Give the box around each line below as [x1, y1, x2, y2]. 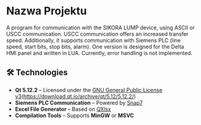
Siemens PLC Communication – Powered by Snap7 [14, 99, 143, 106]
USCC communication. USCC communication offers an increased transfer [6, 30, 189, 37]
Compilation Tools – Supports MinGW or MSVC [14, 112, 134, 119]
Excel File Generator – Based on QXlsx [14, 105, 111, 112]
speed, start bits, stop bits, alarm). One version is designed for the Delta [6, 43, 184, 50]
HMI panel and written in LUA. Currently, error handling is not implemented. [6, 49, 193, 56]
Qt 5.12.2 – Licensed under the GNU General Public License [14, 86, 163, 93]
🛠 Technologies [6, 68, 68, 78]
